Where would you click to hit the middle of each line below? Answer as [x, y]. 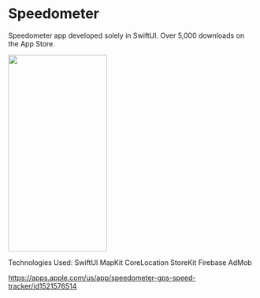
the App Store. [32, 43]
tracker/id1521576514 [43, 286]
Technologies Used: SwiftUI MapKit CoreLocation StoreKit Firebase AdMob [130, 262]
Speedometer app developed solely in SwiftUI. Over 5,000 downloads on [126, 35]
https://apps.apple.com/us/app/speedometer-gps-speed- [102, 278]
